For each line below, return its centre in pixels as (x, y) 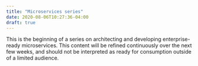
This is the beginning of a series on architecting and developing (84, 39)
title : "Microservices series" (45, 11)
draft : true (21, 22)
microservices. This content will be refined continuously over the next (107, 45)
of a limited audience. (33, 58)
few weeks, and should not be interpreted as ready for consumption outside (99, 52)
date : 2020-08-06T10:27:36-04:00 (47, 17)
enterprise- (177, 39)
